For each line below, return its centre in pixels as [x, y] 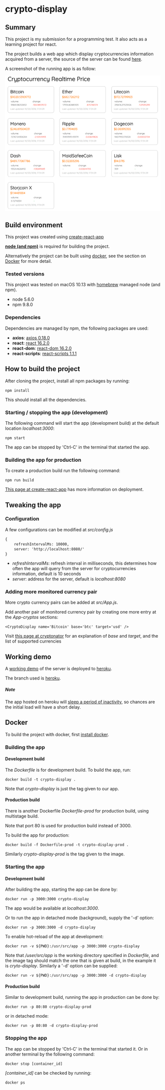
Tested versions [25, 274]
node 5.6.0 [23, 300]
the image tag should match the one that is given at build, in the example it [81, 961]
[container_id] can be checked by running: [48, 1073]
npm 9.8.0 [22, 305]
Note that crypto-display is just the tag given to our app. [62, 788]
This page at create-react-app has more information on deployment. [74, 489]
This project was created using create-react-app [55, 237]
